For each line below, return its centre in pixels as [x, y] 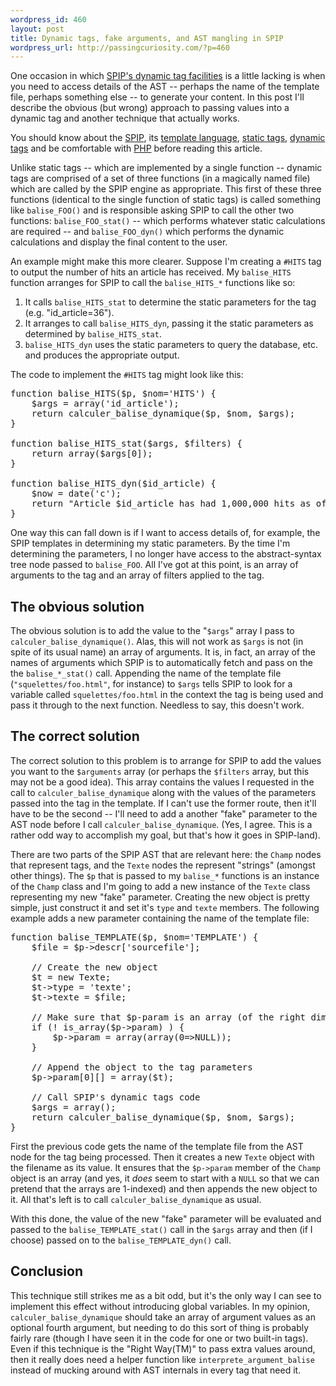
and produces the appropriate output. [102, 355]
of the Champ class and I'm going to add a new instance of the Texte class [160, 886]
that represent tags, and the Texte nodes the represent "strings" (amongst [163, 865]
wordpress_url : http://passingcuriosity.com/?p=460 [120, 47]
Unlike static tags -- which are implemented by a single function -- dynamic [166, 168]
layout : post [37, 29]
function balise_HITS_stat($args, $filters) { [126, 444]
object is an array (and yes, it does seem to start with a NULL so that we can [165, 1178]
